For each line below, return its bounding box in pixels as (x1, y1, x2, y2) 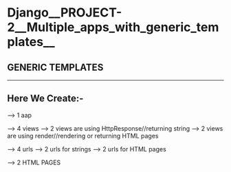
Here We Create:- (7, 93, 84, 105)
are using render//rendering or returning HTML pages (7, 131, 159, 140)
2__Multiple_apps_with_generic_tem (7, 19, 219, 35)
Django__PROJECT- (7, 5, 122, 21)
